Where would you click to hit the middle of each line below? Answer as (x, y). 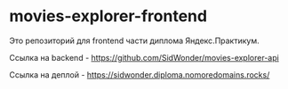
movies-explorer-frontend (108, 16)
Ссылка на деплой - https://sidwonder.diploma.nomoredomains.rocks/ (140, 74)
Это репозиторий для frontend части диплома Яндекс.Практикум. (134, 41)
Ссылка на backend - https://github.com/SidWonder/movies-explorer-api (144, 57)
